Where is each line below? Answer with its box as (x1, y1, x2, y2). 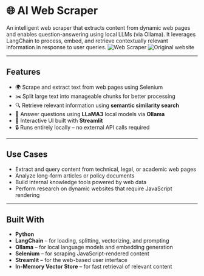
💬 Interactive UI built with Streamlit (15, 117, 103, 124)
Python (15, 230, 35, 238)
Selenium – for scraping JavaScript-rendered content (15, 250, 150, 257)
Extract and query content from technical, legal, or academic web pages (15, 165, 196, 173)
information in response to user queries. (6, 43, 107, 50)
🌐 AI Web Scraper (6, 4, 98, 18)
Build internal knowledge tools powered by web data (15, 178, 147, 185)
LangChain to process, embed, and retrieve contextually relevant (6, 37, 169, 44)
